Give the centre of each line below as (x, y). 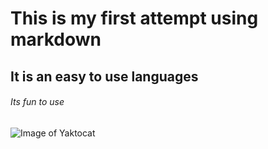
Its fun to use (37, 102)
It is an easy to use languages (104, 76)
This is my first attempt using (134, 18)
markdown (56, 39)
